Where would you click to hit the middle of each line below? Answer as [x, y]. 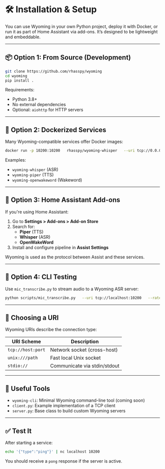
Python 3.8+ [25, 99]
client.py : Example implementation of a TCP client [64, 406]
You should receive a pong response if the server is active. [64, 461]
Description [85, 342]
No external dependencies [39, 105]
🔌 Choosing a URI [32, 317]
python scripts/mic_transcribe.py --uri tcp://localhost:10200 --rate [83, 298]
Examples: [15, 160]
